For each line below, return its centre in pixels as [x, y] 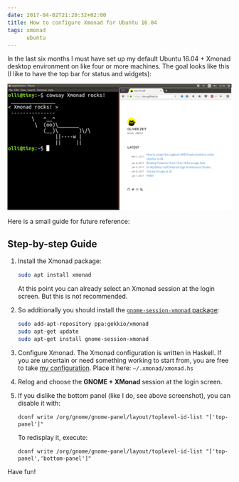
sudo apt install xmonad [54, 275]
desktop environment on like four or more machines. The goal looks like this [118, 66]
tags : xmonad [27, 30]
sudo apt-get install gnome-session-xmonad [83, 339]
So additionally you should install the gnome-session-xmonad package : [118, 309]
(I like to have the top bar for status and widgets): [79, 74]
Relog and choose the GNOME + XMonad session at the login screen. [120, 381]
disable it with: [39, 403]
